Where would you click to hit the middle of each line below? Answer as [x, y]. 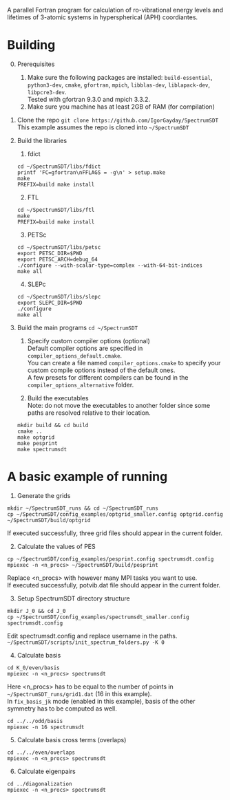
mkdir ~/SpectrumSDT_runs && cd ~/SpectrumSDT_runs [83, 508]
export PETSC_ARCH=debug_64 [57, 259]
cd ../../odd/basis [35, 721]
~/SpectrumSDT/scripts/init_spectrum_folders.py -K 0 [86, 642]
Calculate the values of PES [56, 546]
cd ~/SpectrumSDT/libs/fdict [59, 166]
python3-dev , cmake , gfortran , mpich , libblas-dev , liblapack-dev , [119, 85]
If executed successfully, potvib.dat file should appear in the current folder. [114, 585]
